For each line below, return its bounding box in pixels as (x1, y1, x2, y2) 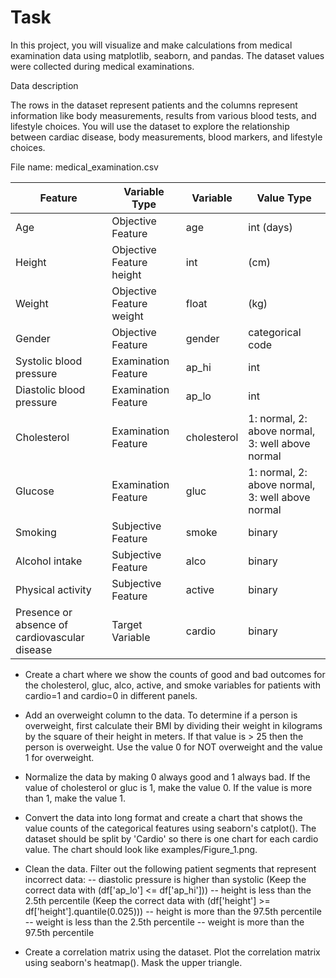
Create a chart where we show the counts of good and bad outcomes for (24, 668, 326, 680)
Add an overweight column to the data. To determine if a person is (24, 709, 298, 721)
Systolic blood (15, 354, 83, 368)
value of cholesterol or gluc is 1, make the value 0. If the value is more (24, 781, 313, 793)
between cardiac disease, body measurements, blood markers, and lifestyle (10, 131, 323, 143)
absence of (15, 617, 69, 631)
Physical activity (15, 582, 92, 596)
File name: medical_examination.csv (10, 161, 159, 173)
